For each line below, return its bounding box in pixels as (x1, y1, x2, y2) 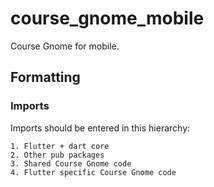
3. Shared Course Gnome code (10, 158, 132, 169)
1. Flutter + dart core (10, 141, 110, 151)
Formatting (10, 69, 81, 86)
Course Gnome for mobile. (10, 40, 120, 52)
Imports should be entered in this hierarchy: (10, 122, 191, 134)
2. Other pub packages (10, 150, 105, 160)
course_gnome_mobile (10, 7, 205, 30)
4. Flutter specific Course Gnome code (10, 167, 177, 177)
